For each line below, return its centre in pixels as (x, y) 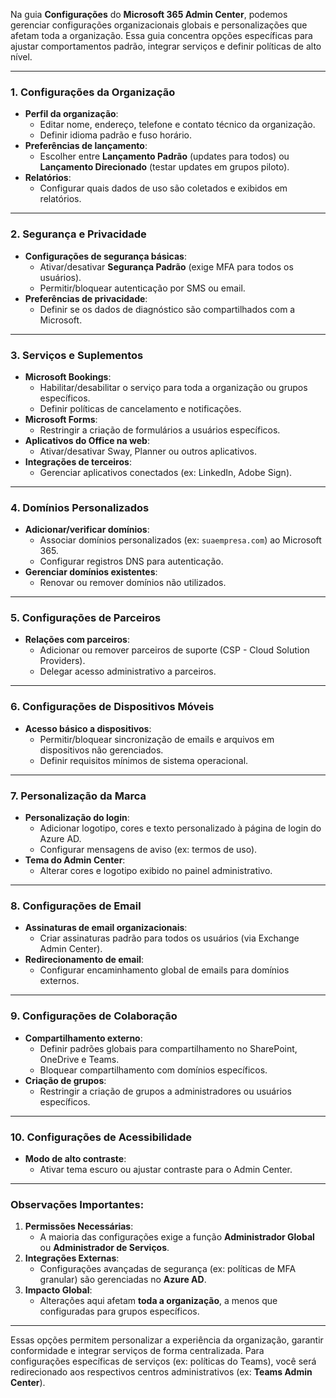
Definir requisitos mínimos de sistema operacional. (144, 760)
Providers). (62, 661)
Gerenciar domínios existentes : (91, 572)
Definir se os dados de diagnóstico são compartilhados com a (167, 309)
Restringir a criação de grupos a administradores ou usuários (165, 1091)
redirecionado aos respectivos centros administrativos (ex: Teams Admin (161, 1372)
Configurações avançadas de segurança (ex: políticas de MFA (168, 1269)
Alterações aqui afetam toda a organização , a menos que (158, 1301)
